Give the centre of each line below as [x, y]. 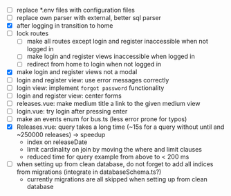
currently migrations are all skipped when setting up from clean [117, 179]
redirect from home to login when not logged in [94, 64]
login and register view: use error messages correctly [93, 80]
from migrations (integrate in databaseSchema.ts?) [89, 172]
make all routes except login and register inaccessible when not [118, 42]
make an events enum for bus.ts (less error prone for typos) [102, 119]
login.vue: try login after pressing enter [72, 111]
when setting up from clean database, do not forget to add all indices [115, 164]
